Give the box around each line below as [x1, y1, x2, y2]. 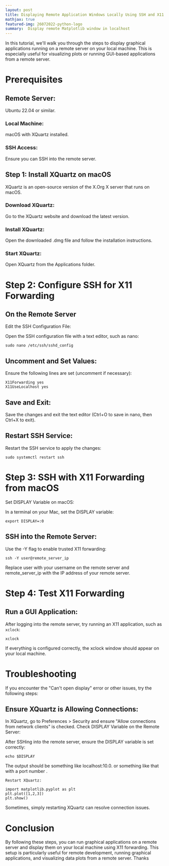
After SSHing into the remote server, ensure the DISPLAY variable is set [5, 739, 154, 745]
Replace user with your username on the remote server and [5, 565, 130, 571]
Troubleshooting [5, 668, 77, 679]
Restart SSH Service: [5, 431, 73, 440]
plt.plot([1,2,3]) [5, 791, 44, 797]
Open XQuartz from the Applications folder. [5, 262, 96, 268]
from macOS [5, 483, 59, 494]
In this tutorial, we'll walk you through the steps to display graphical [5, 40, 146, 46]
